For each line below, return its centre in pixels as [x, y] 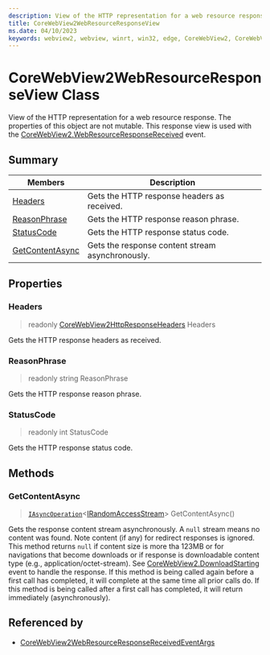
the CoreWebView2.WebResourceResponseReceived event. [107, 134]
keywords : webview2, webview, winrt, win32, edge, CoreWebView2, [120, 38]
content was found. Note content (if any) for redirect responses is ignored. [132, 538]
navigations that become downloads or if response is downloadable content [134, 554]
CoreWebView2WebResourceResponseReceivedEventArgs [117, 642]
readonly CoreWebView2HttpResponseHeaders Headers [122, 324]
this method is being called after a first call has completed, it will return [126, 589]
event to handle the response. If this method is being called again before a [131, 571]
